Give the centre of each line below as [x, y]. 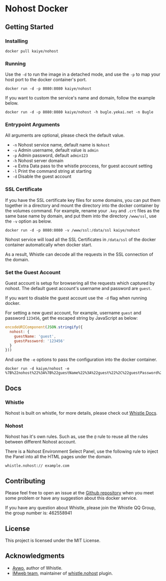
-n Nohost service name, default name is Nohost [61, 145]
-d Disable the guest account [42, 177]
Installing [17, 41]
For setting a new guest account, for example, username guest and [73, 313]
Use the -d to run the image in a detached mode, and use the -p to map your [83, 74]
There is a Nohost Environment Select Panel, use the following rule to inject [82, 451]
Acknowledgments [35, 556]
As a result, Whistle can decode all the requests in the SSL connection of [79, 254]
